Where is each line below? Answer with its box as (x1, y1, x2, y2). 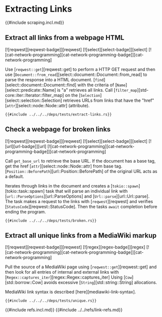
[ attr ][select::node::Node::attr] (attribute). (5, 102, 90, 108)
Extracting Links (5, 3, 72, 15)
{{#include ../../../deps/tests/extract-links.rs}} (5, 112, 112, 117)
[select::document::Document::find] (5, 82, 77, 88)
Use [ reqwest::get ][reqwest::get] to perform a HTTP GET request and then (5, 66, 156, 72)
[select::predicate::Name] (5, 87, 56, 93)
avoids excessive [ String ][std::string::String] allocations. (43, 280, 157, 285)
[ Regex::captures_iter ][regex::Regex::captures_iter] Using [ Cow (5, 274, 132, 280)
